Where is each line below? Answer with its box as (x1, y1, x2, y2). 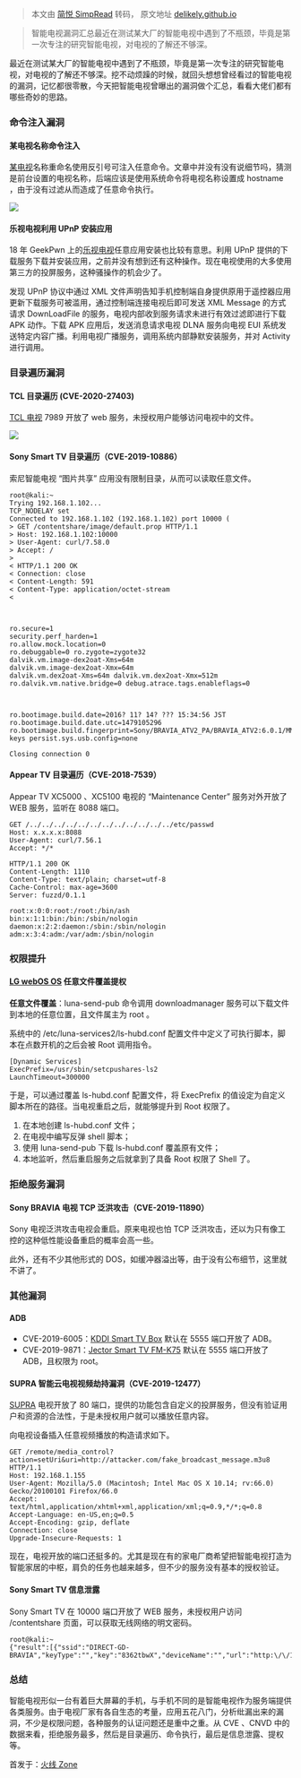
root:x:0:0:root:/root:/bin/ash (9, 906, 130, 915)
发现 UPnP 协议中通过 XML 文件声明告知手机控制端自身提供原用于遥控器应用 (9, 286, 291, 297)
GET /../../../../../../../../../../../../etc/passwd (9, 820, 215, 829)
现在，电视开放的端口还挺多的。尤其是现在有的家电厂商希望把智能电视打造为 (9, 1550, 292, 1562)
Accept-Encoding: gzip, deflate (9, 1518, 130, 1527)
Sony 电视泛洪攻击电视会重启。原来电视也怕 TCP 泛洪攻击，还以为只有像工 (9, 1223, 286, 1235)
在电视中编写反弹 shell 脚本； (21, 1131, 132, 1142)
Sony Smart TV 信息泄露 (9, 1584, 100, 1595)
